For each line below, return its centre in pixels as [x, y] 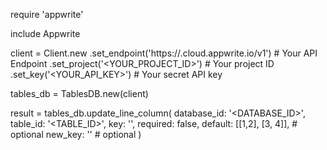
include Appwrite [45, 33]
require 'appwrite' [47, 14]
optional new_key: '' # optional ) [76, 134]
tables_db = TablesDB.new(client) [79, 93]
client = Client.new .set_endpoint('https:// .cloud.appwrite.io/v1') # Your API [164, 53]
